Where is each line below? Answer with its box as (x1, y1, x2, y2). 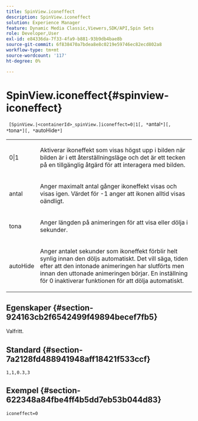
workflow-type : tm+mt (6, 47, 60, 53)
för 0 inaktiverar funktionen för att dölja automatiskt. (40, 277, 184, 285)
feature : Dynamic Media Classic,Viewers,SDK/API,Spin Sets (6, 25, 154, 31)
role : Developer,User (6, 31, 60, 37)
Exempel (6, 386, 39, 396)
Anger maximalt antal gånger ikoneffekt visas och (40, 182, 177, 191)
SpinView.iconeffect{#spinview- (6, 89, 169, 102)
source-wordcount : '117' (6, 53, 67, 58)
